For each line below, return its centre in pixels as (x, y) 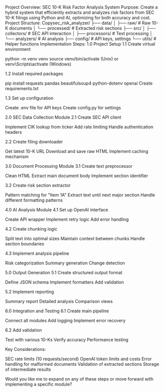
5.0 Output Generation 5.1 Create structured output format (64, 272)
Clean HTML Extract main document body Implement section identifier (77, 176)
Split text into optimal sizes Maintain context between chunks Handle (75, 239)
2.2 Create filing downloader (34, 142)
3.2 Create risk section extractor (38, 185)
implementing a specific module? (39, 384)
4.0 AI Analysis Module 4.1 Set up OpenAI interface (57, 210)
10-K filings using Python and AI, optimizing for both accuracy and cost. (78, 18)
